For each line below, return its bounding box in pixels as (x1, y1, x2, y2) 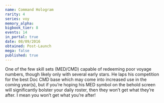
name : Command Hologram (5, 7, 54, 12)
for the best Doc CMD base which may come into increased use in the (5, 77, 147, 82)
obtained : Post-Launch (5, 44, 52, 49)
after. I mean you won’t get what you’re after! (5, 92, 96, 98)
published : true (5, 52, 38, 58)
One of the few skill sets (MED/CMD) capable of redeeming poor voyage (5, 66, 152, 72)
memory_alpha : (5, 21, 34, 26)
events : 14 (5, 30, 27, 35)
